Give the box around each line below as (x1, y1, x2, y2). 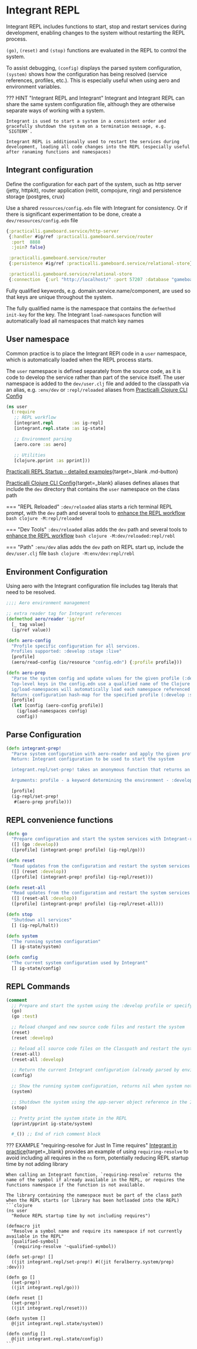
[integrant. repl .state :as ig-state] (13, 426, 107, 432)
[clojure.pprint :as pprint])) (13, 457, 91, 463)
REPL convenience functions (6, 815, 113, 825)
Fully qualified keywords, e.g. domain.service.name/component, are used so (6, 287, 191, 294)
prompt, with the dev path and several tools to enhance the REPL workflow (6, 510, 186, 517)
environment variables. (6, 83, 62, 90)
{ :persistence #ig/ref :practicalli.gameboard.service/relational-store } (8, 260, 193, 267)
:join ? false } (11, 245, 46, 250)
